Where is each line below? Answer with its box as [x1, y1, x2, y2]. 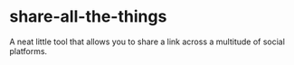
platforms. [9, 45, 48, 56]
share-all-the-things [9, 6, 167, 27]
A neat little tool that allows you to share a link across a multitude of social [9, 36, 285, 47]
